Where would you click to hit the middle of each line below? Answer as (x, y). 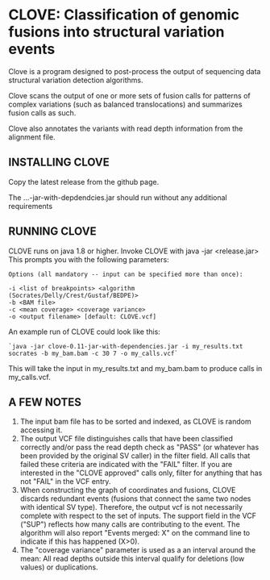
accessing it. (41, 430)
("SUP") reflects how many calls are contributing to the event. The (130, 524)
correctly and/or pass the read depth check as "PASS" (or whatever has (139, 447)
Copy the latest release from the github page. (84, 182)
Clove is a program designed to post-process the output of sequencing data (135, 71)
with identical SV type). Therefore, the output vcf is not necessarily (131, 507)
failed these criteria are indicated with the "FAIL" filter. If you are (126, 465)
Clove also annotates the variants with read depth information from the (126, 128)
